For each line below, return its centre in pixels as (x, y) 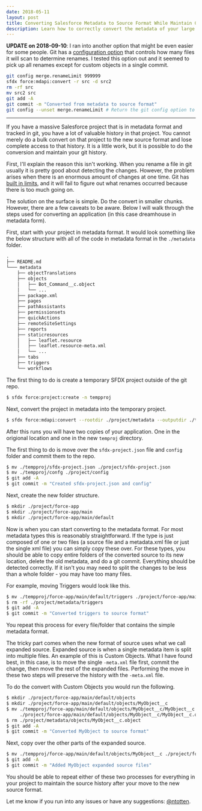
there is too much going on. (40, 190)
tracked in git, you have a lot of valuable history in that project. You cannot (98, 133)
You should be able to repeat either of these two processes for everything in (101, 777)
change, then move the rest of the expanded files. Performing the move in (98, 669)
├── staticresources (43, 335)
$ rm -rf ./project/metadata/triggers (55, 602)
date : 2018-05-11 (28, 12)
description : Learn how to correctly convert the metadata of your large (101, 29)
